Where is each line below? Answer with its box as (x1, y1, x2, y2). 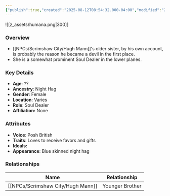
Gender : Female (12, 91, 47, 97)
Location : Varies (12, 97, 48, 103)
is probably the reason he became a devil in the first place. (12, 51, 135, 57)
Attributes (5, 120, 31, 127)
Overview (5, 34, 30, 41)
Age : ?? (12, 81, 29, 87)
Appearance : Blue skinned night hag (12, 148, 90, 154)
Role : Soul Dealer (12, 102, 49, 108)
